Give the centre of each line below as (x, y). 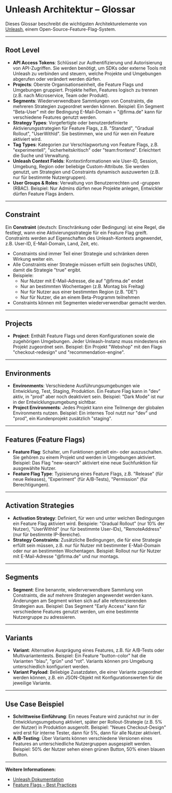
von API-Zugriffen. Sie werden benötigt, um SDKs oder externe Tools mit (89, 68)
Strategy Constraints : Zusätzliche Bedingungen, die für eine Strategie (87, 540)
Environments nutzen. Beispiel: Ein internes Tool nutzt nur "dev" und (85, 413)
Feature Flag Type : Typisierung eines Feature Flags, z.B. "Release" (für (88, 474)
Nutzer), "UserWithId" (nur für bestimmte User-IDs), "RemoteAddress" (87, 529)
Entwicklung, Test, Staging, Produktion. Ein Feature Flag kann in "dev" (87, 391)
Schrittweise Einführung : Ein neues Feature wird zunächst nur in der (86, 716)
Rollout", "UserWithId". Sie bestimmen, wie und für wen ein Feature (83, 133)
